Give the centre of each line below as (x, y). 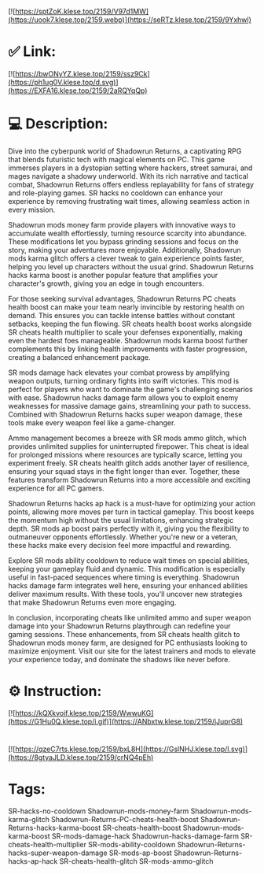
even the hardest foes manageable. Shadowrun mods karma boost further (128, 340)
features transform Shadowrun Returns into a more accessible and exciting (129, 480)
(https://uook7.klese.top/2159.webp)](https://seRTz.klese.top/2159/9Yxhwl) (130, 20)
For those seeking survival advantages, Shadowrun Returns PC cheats (122, 298)
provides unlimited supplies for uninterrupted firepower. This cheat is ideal (128, 446)
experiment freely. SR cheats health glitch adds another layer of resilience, (129, 463)
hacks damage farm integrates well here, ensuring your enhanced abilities (128, 585)
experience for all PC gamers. (56, 488)
